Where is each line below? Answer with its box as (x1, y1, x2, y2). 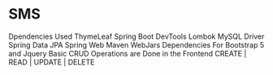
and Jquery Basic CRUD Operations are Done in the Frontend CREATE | (8, 48, 247, 58)
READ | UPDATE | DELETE (8, 57, 95, 67)
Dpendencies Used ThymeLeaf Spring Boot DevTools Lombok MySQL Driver (8, 31, 265, 41)
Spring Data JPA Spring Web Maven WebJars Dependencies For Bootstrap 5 (8, 40, 265, 49)
